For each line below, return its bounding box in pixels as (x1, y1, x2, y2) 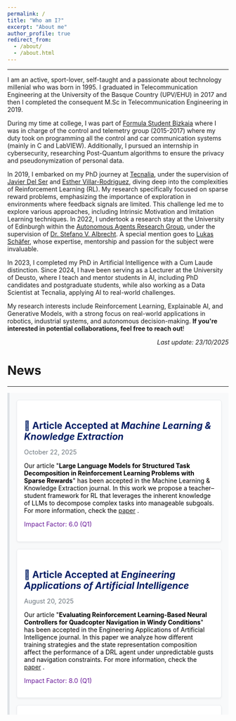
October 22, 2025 (24, 448, 77, 457)
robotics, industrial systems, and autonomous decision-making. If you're (7, 317, 218, 325)
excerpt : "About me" (7, 23, 68, 30)
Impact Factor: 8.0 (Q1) (24, 676, 93, 684)
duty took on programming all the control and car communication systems (7, 134, 222, 142)
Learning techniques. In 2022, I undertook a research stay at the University (7, 215, 225, 223)
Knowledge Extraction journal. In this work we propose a (24, 484, 188, 492)
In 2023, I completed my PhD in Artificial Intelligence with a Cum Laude (7, 258, 213, 267)
